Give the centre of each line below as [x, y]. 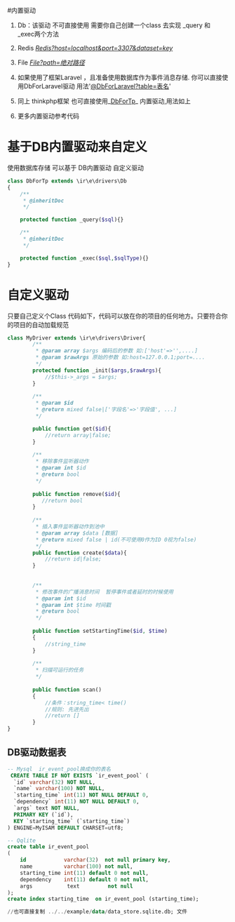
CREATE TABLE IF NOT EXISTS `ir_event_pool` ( [80, 775]
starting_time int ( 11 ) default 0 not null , [85, 873]
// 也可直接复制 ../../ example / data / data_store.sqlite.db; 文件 [98, 912]
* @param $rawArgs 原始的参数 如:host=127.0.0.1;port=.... [120, 358]
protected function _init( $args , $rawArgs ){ [97, 370]
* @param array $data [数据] [77, 533]
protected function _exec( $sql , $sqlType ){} [85, 258]
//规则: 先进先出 [67, 709]
